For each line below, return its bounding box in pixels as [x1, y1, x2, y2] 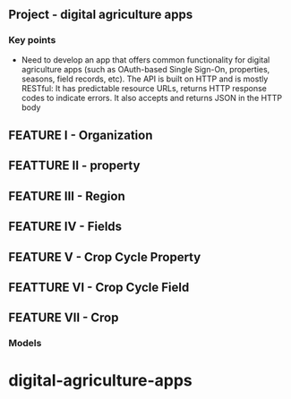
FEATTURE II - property [8, 158, 141, 174]
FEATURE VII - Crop [8, 310, 119, 326]
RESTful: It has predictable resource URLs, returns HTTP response [21, 82, 268, 93]
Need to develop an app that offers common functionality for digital [21, 54, 270, 65]
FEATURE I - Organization [8, 128, 153, 143]
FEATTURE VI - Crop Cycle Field [8, 280, 190, 295]
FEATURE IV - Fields [8, 219, 123, 234]
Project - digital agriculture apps [8, 7, 193, 22]
